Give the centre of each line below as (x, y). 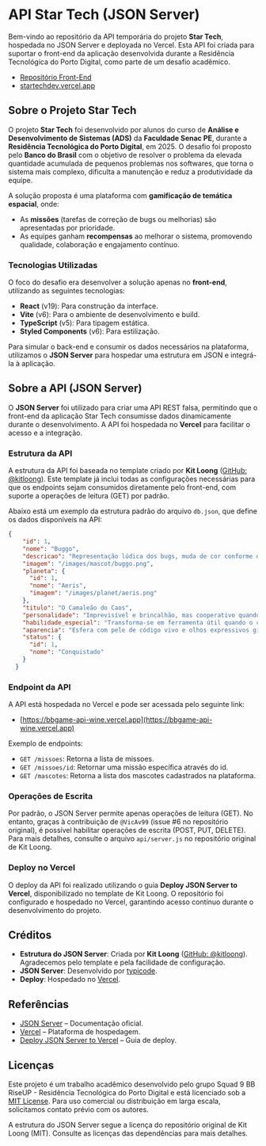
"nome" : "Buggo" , (51, 548)
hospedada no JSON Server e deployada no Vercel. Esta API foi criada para (131, 44)
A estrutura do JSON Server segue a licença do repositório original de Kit (128, 1125)
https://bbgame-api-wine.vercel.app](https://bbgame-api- (118, 720)
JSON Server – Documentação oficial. (82, 1023)
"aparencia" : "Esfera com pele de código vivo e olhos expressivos (136, 630)
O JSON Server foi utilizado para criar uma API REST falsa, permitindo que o (133, 407)
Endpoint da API (40, 687)
